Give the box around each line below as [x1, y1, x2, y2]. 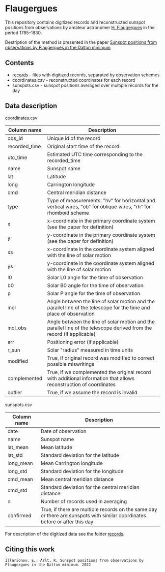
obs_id [7, 135, 23, 142]
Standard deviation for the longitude [40, 468, 124, 475]
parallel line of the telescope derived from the [47, 324, 152, 331]
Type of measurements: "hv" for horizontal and [47, 197, 156, 204]
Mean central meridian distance [40, 476, 114, 482]
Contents [5, 59, 34, 67]
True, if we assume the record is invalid [47, 389, 137, 396]
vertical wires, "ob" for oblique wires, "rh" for [47, 203, 151, 210]
